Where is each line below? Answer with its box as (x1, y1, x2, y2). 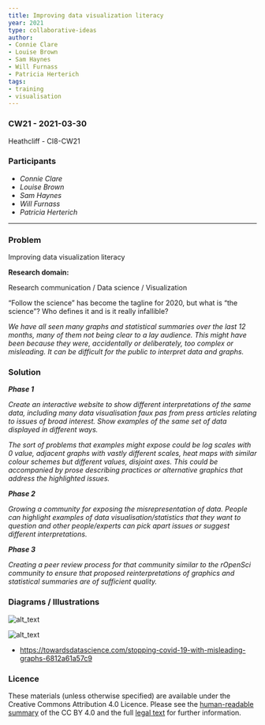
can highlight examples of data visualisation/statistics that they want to (8, 513, 241, 522)
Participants (8, 155, 57, 166)
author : (8, 33, 34, 42)
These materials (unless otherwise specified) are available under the (8, 691, 231, 701)
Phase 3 (8, 545, 36, 555)
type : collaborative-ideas (8, 26, 97, 34)
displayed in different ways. (8, 425, 99, 435)
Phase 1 (8, 384, 35, 394)
